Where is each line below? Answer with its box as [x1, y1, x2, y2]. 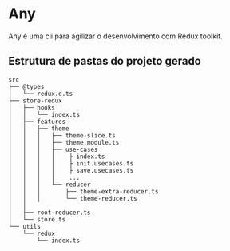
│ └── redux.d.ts [8, 90, 73, 98]
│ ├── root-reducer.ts [8, 209, 91, 217]
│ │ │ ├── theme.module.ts [8, 138, 120, 146]
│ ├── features [8, 118, 66, 125]
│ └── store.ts [8, 215, 66, 224]
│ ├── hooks [8, 103, 56, 112]
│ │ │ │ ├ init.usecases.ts [8, 159, 134, 168]
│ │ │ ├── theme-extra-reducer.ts [8, 187, 159, 196]
